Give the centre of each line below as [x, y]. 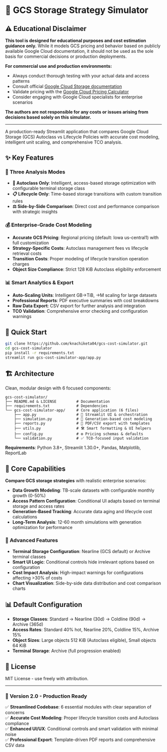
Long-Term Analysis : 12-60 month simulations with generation [77, 522]
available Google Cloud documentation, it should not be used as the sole [80, 51]
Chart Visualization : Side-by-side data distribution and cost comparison [87, 583]
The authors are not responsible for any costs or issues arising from [77, 112]
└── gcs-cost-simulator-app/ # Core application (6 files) [72, 410]
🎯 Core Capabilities [36, 469]
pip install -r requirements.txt [40, 353]
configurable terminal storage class [49, 188]
